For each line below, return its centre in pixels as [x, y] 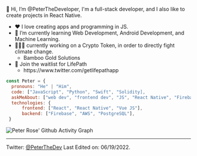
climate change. [34, 52]
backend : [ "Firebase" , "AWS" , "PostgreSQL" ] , [78, 114]
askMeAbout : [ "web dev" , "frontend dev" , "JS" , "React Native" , [91, 97]
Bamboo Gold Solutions [52, 58]
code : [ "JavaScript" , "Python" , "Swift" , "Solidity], [78, 92]
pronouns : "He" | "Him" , [42, 86]
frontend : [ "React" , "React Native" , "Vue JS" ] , [82, 108]
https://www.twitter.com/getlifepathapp [71, 70]
